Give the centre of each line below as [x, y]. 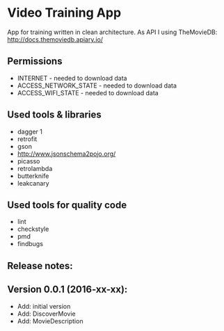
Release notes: [40, 266]
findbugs [30, 244]
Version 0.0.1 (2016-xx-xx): [67, 290]
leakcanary [33, 183]
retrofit [27, 139]
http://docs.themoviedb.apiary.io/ [55, 39]
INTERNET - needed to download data [72, 78]
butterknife [33, 176]
